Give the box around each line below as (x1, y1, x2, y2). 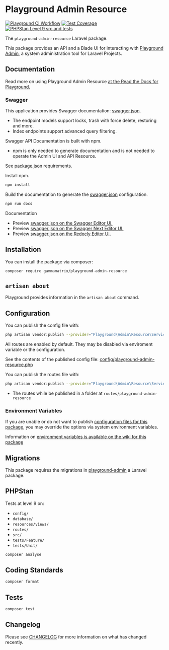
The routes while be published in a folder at (12, 390, 103, 396)
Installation (5, 245, 41, 254)
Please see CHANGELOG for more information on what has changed (5, 633, 147, 640)
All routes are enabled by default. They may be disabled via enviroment (5, 341, 153, 347)
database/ (12, 516, 34, 522)
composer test (5, 607, 35, 612)
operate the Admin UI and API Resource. (12, 153, 97, 159)
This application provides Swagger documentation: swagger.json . (5, 108, 141, 114)
